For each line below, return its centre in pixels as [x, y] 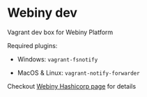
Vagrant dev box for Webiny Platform [60, 32]
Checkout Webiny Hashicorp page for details [72, 86]
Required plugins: [32, 45]
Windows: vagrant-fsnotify [57, 59]
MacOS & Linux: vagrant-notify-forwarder [79, 73]
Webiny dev [42, 13]
